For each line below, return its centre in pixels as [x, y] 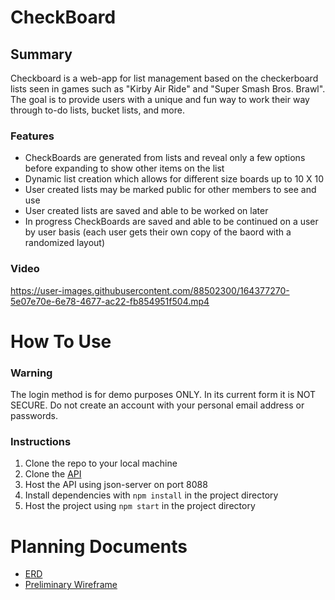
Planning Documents [99, 546]
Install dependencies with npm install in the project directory [151, 495]
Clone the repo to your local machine [101, 463]
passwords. [34, 416]
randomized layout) [65, 243]
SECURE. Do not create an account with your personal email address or [157, 405]
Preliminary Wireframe [71, 585]
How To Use [61, 341]
